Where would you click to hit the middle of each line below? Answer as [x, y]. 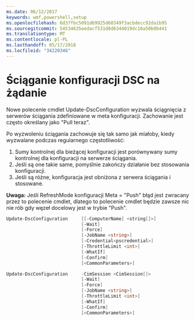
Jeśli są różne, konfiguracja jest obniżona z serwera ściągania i [93, 177]
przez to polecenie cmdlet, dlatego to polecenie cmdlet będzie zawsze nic [98, 201]
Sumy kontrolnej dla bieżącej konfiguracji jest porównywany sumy [96, 152]
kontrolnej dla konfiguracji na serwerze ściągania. [76, 158]
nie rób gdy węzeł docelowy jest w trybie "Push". [67, 207]
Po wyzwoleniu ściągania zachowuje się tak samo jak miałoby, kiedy [90, 134]
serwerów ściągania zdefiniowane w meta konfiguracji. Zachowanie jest [95, 116]
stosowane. [29, 184]
